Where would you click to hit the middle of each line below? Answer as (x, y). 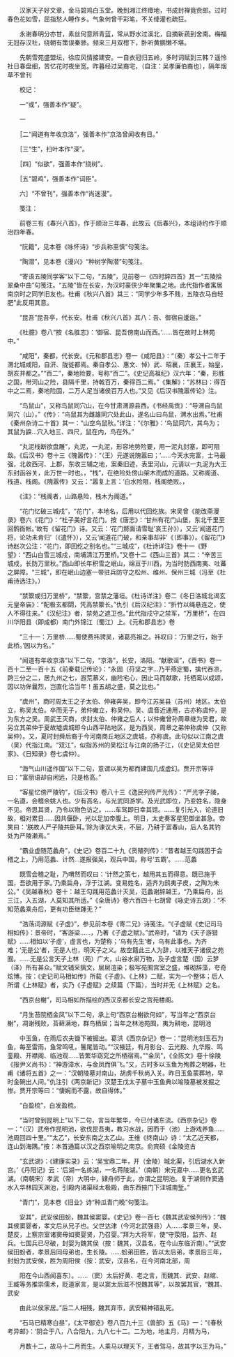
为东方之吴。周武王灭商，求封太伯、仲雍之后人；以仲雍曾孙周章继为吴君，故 (117, 719)
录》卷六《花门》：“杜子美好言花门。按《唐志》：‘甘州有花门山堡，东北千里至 (116, 520)
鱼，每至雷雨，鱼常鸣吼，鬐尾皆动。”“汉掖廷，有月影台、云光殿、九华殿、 (112, 1047)
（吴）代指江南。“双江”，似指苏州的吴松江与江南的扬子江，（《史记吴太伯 (111, 745)
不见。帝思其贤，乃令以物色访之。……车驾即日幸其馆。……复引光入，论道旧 (116, 809)
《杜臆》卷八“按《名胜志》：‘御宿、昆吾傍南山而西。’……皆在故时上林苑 (117, 332)
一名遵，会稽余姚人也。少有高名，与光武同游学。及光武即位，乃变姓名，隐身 (117, 801)
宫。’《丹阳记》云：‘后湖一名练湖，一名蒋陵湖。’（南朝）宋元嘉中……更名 (110, 1170)
